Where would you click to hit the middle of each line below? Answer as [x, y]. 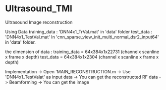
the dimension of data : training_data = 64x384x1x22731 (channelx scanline [82, 52]
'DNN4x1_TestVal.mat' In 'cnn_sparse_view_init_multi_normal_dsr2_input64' [82, 37]
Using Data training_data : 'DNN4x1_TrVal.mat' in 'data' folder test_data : [79, 31]
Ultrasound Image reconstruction [39, 22]
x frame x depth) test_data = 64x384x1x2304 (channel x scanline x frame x [82, 57]
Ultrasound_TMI [39, 9]
